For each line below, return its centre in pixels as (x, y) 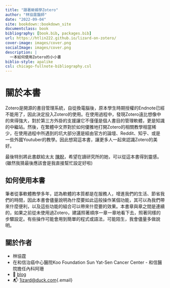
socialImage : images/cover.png (38, 48)
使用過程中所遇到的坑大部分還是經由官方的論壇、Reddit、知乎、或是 (90, 133)
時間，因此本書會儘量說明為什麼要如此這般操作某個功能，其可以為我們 (87, 200)
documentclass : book (27, 29)
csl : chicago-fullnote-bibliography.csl (49, 66)
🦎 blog (19, 274)
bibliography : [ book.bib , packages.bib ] (49, 33)
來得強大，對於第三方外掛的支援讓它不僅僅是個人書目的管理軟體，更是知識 (87, 121)
